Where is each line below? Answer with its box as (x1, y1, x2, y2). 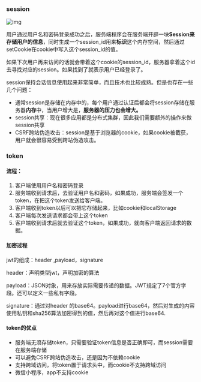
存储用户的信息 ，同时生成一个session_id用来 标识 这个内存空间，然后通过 (6, 38, 185, 46)
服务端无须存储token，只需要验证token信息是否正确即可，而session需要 (14, 338, 193, 346)
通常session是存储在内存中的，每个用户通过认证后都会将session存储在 (14, 99, 190, 106)
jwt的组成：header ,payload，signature (6, 256, 104, 263)
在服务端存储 (14, 346, 47, 353)
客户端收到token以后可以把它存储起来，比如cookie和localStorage (14, 204, 177, 212)
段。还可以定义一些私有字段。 (6, 289, 80, 296)
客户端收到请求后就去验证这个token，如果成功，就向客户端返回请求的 (14, 219, 187, 227)
